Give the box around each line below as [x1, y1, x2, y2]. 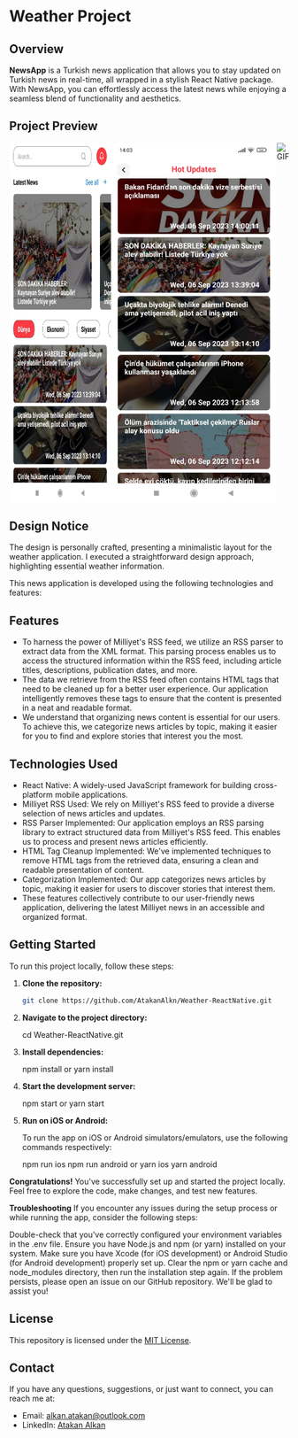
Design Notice [9, 519, 89, 534]
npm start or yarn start [21, 1098, 104, 1109]
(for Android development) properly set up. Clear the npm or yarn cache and [9, 1257, 288, 1268]
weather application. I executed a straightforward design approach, [9, 552, 255, 562]
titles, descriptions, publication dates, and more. [21, 665, 198, 676]
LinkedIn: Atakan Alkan [21, 1419, 106, 1431]
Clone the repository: [21, 978, 103, 988]
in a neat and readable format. [21, 702, 133, 714]
